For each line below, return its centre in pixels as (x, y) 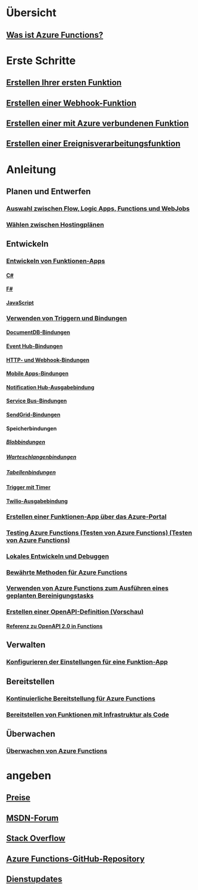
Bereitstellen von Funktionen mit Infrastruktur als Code (88, 715)
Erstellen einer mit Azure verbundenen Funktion (98, 123)
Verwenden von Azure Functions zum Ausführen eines (87, 588)
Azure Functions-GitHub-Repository (75, 859)
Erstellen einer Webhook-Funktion (71, 103)
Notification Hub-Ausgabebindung (50, 387)
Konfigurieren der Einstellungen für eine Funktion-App (87, 662)
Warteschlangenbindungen (41, 457)
